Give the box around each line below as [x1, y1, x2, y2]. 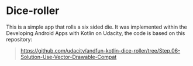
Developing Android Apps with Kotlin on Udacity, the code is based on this [6, 29, 185, 36]
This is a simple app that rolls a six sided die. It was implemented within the [6, 23, 187, 30]
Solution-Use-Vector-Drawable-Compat [20, 53, 117, 60]
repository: [6, 36, 33, 43]
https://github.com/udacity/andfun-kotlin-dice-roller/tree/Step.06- [20, 47, 181, 54]
